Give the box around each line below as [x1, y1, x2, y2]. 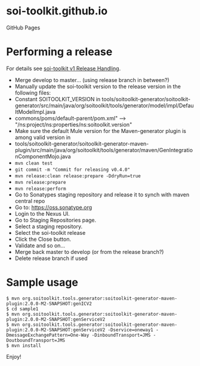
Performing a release [6, 45, 113, 59]
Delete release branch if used [14, 255, 88, 262]
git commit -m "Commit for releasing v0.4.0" [14, 167, 130, 173]
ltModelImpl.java [14, 108, 56, 115]
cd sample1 [11, 305, 39, 312]
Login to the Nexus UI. [14, 210, 70, 217]
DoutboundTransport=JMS [6, 337, 66, 343]
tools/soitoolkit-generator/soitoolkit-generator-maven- [14, 140, 149, 147]
